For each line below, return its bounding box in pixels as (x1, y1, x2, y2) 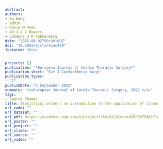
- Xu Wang (5, 16, 25, 21)
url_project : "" (5, 123, 38, 128)
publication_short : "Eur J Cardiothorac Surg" (5, 70, 101, 74)
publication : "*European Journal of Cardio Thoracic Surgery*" (5, 65, 136, 70)
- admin (5, 20, 21, 26)
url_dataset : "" (5, 110, 38, 115)
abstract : (5, 7, 25, 12)
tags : (5, 92, 16, 97)
